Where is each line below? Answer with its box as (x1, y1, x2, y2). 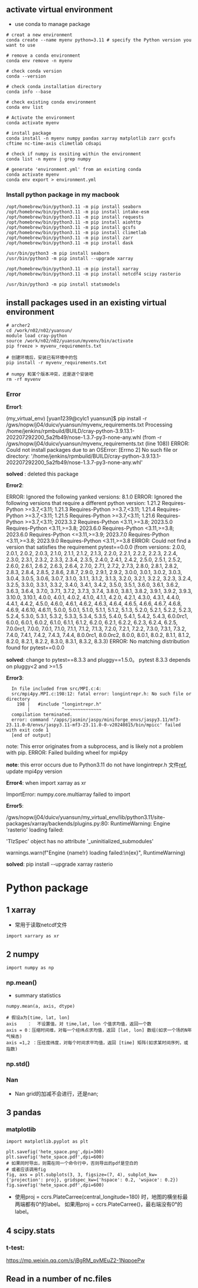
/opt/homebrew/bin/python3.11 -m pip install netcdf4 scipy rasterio (6, 271, 181, 277)
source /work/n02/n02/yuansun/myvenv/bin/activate (6, 338, 134, 344)
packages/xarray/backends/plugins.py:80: (6, 820, 109, 827)
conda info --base (6, 89, 51, 95)
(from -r (142, 434, 162, 441)
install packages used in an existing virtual (6, 297, 167, 308)
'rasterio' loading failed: (6, 826, 64, 833)
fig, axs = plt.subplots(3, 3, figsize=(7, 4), (6, 1172, 126, 1178)
